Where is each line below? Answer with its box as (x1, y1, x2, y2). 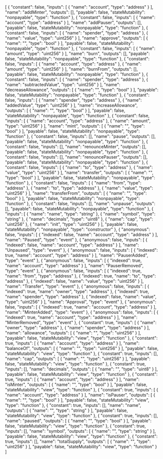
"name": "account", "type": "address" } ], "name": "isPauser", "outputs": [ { (5, 392, 156, 398)
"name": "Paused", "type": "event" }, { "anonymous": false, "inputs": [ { (5, 237, 147, 242)
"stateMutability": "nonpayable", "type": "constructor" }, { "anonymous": (5, 226, 150, 232)
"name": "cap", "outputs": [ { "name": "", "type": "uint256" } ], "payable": (5, 356, 151, 362)
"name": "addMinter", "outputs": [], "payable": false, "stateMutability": (5, 9, 145, 15)
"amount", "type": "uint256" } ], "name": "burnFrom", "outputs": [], (5, 66, 138, 72)
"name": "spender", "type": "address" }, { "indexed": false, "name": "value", (5, 294, 157, 299)
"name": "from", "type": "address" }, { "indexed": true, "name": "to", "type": (5, 273, 156, 279)
